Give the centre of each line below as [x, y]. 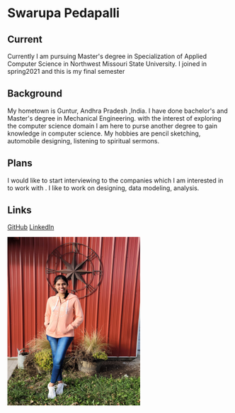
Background [35, 94]
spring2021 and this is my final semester [66, 71]
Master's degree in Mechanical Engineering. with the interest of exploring [114, 118]
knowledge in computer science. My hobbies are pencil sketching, [104, 133]
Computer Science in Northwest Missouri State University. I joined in [107, 64]
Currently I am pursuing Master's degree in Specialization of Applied [107, 56]
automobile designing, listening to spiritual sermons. [84, 141]
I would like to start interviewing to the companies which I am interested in [115, 180]
